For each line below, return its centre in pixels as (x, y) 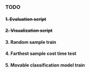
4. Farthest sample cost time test (41, 53)
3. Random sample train (31, 42)
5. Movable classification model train (45, 65)
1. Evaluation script (26, 19)
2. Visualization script (29, 31)
